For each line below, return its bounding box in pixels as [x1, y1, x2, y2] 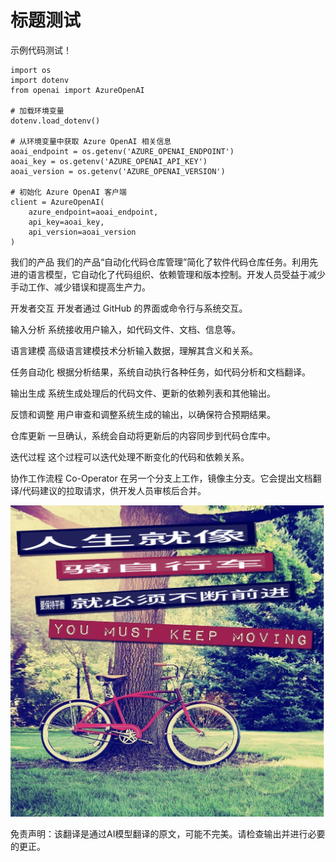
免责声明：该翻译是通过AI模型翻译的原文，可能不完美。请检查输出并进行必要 [10, 827, 326, 840]
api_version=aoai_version [28, 227, 137, 237]
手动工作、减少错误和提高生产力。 [10, 281, 151, 293]
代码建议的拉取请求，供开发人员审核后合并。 [22, 484, 207, 496]
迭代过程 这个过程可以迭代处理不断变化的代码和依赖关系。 [10, 451, 250, 463]
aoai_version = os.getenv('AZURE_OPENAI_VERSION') [10, 166, 226, 176]
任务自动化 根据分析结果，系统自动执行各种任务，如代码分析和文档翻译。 [10, 366, 311, 378]
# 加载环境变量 [10, 106, 65, 116]
